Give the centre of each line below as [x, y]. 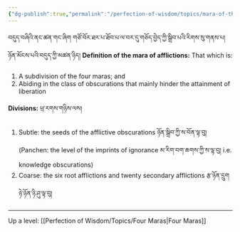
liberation [32, 91]
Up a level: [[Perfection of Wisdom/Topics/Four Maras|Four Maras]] [107, 221]
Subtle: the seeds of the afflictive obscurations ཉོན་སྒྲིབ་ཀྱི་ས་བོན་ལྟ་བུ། [113, 132]
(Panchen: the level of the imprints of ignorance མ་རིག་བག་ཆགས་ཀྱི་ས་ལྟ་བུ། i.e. [125, 149]
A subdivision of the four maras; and [72, 76]
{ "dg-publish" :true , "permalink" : [58, 14]
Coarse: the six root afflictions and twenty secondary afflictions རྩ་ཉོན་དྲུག [124, 175]
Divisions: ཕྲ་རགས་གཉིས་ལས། [45, 108]
